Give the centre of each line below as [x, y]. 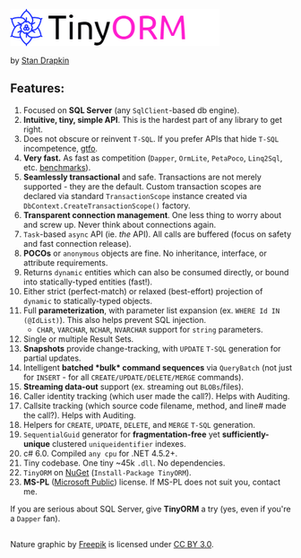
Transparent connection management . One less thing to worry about [152, 214]
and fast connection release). [77, 243]
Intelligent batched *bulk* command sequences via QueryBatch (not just [158, 367]
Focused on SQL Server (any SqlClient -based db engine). [131, 110]
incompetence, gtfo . [60, 148]
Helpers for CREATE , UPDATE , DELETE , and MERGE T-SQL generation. [139, 424]
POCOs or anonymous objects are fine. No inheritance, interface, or [145, 253]
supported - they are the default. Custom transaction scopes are [142, 186]
